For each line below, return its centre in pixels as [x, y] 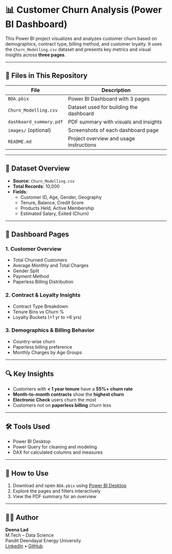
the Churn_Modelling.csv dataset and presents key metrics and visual [78, 49]
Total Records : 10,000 [36, 186]
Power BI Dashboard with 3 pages [109, 99]
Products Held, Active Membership [57, 208]
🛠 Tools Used [28, 427]
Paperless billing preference [42, 347]
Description [116, 90]
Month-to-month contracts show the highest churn [68, 394]
